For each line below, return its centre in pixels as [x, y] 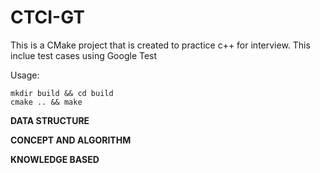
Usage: [25, 75]
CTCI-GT [48, 17]
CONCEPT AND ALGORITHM [71, 140]
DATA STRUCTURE [50, 120]
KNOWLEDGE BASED [55, 159]
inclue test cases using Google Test [84, 55]
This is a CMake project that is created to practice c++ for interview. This [160, 45]
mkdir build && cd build [62, 93]
